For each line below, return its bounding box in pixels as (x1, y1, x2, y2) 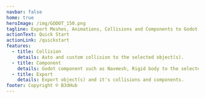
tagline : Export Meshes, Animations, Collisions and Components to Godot (6, 26, 198, 32)
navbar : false (6, 9, 43, 15)
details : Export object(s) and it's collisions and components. (17, 77, 184, 83)
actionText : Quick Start (6, 32, 70, 38)
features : (6, 43, 32, 49)
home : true (6, 15, 34, 21)
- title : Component (12, 60, 62, 66)
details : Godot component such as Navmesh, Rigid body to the (17, 65, 179, 72)
